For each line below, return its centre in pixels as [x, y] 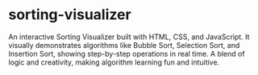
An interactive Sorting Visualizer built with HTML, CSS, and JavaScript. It [129, 37]
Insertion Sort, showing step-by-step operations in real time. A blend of [127, 53]
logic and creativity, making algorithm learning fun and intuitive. [114, 62]
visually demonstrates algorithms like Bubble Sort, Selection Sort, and [124, 45]
